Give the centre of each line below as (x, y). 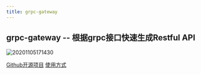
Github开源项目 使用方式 (36, 65)
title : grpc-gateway (32, 12)
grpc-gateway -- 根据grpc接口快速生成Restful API (101, 38)
